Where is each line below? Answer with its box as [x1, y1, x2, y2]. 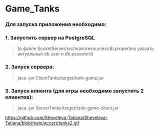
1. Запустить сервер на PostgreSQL [5, 34, 95, 41]
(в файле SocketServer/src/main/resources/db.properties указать [17, 45, 154, 51]
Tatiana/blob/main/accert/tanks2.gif [5, 120, 79, 125]
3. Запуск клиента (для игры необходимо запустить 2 [5, 87, 144, 94]
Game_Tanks [5, 3, 60, 14]
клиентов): [5, 93, 33, 100]
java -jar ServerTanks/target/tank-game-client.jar [17, 105, 119, 110]
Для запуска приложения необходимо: [5, 21, 106, 28]
